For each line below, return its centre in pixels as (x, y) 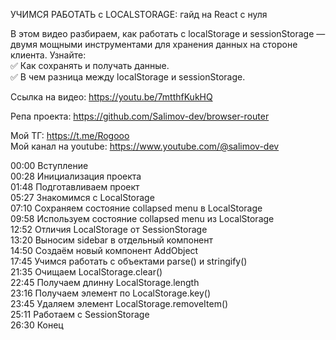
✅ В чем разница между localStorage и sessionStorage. (128, 77)
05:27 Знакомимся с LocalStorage (82, 197)
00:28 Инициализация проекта (76, 176)
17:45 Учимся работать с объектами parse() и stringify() (129, 261)
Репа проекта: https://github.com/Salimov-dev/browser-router (140, 116)
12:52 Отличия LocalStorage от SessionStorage (109, 229)
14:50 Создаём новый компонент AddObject (104, 250)
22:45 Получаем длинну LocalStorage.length (105, 282)
